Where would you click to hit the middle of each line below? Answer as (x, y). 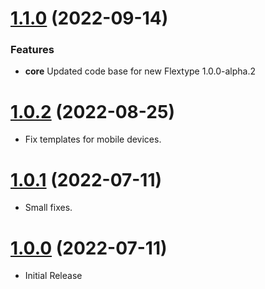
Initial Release (53, 276)
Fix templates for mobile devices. (93, 139)
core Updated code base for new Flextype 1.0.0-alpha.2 (140, 71)
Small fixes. (48, 208)
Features (32, 50)
